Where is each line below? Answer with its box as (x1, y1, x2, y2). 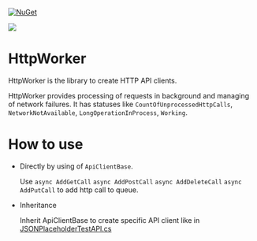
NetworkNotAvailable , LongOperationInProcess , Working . (8, 107, 188, 117)
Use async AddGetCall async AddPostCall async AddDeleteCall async (19, 176, 242, 186)
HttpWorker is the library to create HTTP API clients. (8, 76, 177, 85)
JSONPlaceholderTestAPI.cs (19, 224, 112, 233)
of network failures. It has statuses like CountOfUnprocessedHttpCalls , (8, 99, 233, 109)
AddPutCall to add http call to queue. (19, 185, 139, 195)
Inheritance (19, 200, 58, 209)
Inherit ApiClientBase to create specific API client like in (19, 215, 200, 224)
